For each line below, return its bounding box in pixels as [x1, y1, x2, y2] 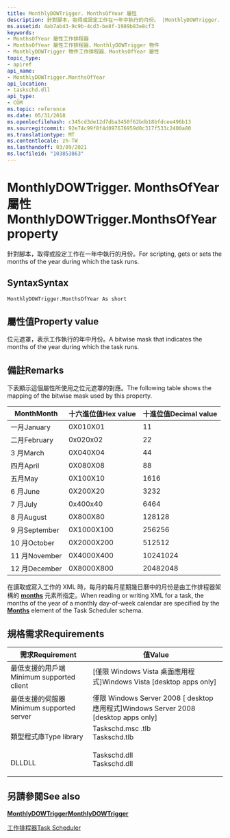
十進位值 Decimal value [142, 409, 218, 419]
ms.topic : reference [7, 106, 66, 112]
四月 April [10, 461, 40, 470]
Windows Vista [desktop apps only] [102, 677, 217, 686]
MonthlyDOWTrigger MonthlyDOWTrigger [7, 809, 129, 817]
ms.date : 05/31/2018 [7, 112, 66, 119]
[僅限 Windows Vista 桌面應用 [92, 667, 188, 676]
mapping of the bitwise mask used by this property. [7, 392, 153, 400]
